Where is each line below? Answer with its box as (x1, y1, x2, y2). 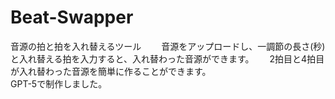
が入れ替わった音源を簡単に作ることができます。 (10, 65, 212, 77)
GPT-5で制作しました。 (10, 77, 108, 90)
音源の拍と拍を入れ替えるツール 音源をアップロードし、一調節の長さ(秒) (10, 40, 326, 52)
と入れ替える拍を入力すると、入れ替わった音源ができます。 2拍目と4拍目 (10, 52, 325, 65)
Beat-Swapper (10, 6, 134, 29)
